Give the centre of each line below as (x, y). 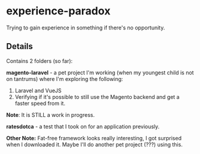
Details (19, 46)
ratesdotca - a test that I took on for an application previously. (83, 126)
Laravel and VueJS (38, 90)
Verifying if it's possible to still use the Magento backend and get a (97, 96)
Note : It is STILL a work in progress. (50, 114)
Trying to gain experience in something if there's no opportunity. (86, 28)
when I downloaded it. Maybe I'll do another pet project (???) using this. (94, 144)
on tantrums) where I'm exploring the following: (65, 78)
